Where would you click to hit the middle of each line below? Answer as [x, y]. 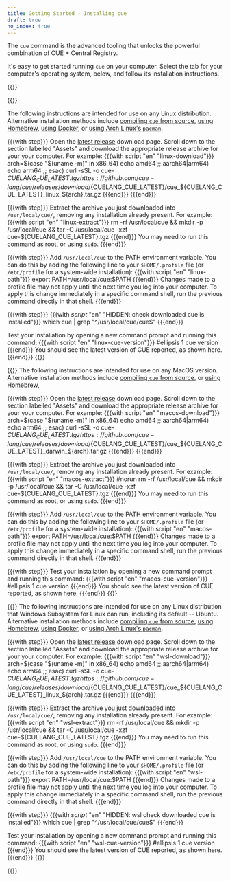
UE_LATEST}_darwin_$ [39, 451]
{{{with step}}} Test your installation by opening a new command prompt [110, 571]
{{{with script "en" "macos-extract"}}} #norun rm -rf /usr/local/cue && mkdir [115, 479]
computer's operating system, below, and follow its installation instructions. [113, 74]
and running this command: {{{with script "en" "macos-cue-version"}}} [107, 579]
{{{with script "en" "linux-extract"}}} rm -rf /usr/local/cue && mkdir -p [105, 222]
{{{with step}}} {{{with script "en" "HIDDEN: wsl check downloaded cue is [111, 814]
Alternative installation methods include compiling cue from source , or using [114, 378]
